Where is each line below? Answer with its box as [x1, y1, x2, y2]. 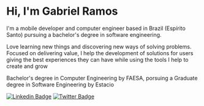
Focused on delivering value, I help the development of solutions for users [6, 49, 194, 56]
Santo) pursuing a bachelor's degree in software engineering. [6, 31, 162, 38]
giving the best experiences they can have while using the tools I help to [6, 56, 189, 63]
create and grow [6, 62, 48, 70]
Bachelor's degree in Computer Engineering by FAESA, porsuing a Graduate [6, 74, 198, 81]
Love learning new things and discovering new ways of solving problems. [6, 43, 192, 50]
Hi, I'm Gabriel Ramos [6, 4, 118, 18]
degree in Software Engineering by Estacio [6, 81, 115, 88]
